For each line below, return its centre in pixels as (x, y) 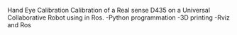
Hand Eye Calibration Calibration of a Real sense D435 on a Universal (109, 10)
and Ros (20, 25)
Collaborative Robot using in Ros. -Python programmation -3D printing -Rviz (119, 17)
